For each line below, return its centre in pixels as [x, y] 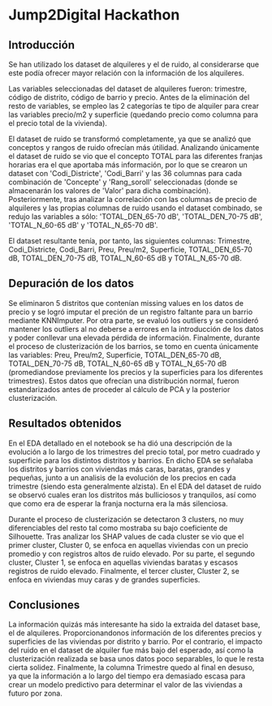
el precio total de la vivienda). [58, 123]
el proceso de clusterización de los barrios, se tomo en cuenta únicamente [134, 346]
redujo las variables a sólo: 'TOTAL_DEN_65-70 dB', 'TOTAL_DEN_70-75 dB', [136, 216]
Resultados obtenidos [65, 424]
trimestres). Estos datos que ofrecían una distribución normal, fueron [124, 381]
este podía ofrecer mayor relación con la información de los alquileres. [127, 73]
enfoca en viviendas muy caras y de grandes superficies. [104, 579]
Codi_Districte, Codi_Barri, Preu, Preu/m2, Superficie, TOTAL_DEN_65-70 [131, 250]
